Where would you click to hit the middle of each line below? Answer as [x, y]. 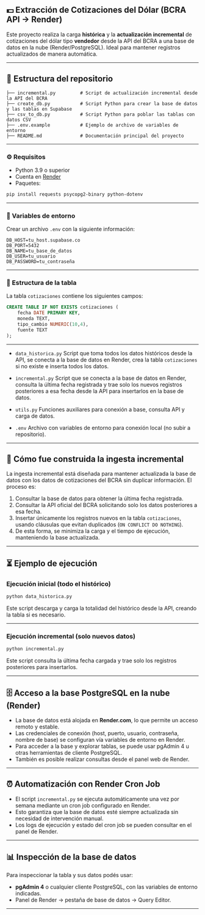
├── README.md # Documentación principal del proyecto [95, 136]
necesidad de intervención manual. [59, 818]
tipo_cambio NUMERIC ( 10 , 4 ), [53, 324]
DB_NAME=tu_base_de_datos [39, 251]
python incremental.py [35, 649]
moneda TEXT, [34, 319]
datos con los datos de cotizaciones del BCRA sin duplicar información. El [99, 480]
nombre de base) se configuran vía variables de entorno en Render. [100, 740]
